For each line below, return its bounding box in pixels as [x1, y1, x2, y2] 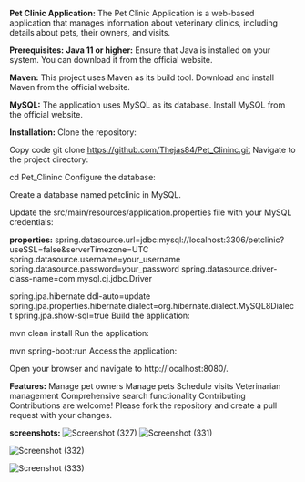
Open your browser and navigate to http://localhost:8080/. [9, 364, 229, 374]
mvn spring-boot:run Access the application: [9, 345, 178, 356]
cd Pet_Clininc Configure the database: [9, 172, 157, 182]
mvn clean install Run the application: [9, 328, 150, 338]
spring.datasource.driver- [181, 263, 278, 274]
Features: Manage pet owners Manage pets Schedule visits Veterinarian [9, 381, 281, 391]
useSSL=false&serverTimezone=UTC [9, 244, 149, 254]
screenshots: [9, 427, 61, 438]
